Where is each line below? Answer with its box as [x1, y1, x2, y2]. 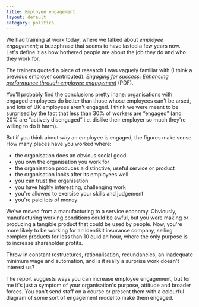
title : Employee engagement [6, 8, 76, 15]
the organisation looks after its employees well [14, 171, 129, 178]
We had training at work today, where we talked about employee [6, 36, 163, 44]
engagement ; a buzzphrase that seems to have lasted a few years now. [6, 42, 181, 49]
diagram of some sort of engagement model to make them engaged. [6, 294, 174, 302]
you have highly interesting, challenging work [14, 184, 126, 191]
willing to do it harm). [6, 123, 58, 130]
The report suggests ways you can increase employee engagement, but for [6, 275, 191, 283]
